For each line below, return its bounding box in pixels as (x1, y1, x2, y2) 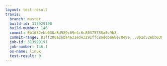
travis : (5, 12, 21, 17)
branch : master (9, 16, 41, 21)
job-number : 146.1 (9, 44, 48, 49)
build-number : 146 (9, 26, 48, 31)
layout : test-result (5, 7, 48, 12)
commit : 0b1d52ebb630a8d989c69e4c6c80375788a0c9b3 (9, 30, 117, 35)
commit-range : (9, 35, 39, 40)
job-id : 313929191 (9, 40, 48, 45)
